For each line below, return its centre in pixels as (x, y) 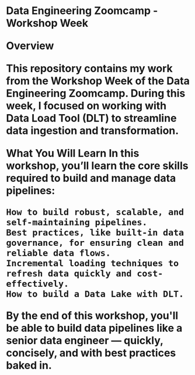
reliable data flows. (58, 253)
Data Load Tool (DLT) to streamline (91, 118)
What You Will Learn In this (73, 154)
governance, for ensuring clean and (95, 243)
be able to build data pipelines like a (94, 328)
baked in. (29, 365)
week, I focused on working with (86, 106)
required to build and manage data (91, 178)
